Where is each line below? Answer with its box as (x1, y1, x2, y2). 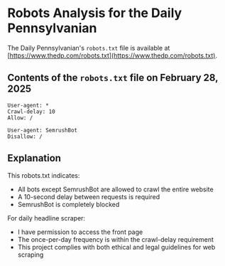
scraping (17, 250, 44, 259)
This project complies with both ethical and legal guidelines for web (17, 243, 216, 251)
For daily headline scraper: (7, 213, 86, 222)
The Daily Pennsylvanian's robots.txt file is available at (7, 43, 170, 52)
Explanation (7, 152, 62, 164)
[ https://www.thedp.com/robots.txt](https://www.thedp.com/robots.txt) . (7, 51, 218, 60)
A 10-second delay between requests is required (17, 192, 160, 201)
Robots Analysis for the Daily (7, 5, 182, 21)
